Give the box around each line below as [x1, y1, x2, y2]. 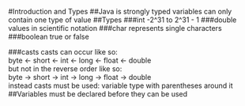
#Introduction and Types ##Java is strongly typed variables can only [8, 7, 232, 16]
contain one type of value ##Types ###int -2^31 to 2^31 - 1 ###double [8, 15, 237, 25]
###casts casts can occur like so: [8, 47, 119, 56]
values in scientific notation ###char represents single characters [8, 24, 223, 32]
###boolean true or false [8, 32, 89, 41]
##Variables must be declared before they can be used [8, 89, 188, 98]
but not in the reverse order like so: [8, 64, 122, 74]
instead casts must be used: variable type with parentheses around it [8, 81, 233, 90]
